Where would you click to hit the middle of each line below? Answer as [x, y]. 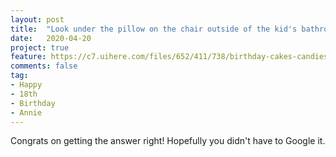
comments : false [44, 66]
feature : [28, 57]
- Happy [26, 85]
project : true [40, 47]
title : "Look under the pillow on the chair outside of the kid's [154, 29]
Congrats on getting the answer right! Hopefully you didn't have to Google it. [168, 141]
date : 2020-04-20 [51, 38]
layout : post [37, 19]
